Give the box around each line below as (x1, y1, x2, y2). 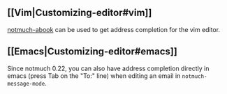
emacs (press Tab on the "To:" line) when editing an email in (7, 71, 181, 80)
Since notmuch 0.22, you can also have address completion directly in (7, 64, 210, 72)
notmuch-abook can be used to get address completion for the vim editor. (7, 25, 221, 33)
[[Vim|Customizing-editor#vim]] (7, 7, 152, 19)
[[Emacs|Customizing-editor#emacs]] (7, 46, 178, 58)
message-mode (7, 80, 45, 87)
